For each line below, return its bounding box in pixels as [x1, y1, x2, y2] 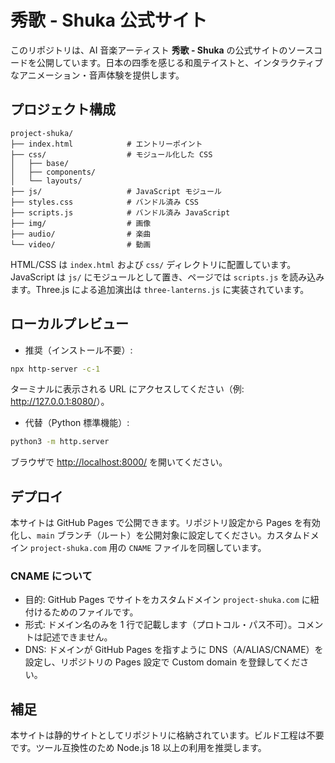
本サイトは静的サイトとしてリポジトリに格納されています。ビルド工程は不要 [10, 729, 325, 741]
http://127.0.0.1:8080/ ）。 [10, 396, 110, 408]
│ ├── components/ [10, 167, 97, 177]
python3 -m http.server [10, 437, 110, 447]
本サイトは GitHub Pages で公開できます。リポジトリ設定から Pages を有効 [10, 517, 321, 529]
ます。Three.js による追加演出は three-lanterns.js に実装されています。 [10, 283, 310, 295]
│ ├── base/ [10, 158, 70, 168]
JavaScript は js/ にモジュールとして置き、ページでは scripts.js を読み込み [10, 271, 325, 283]
